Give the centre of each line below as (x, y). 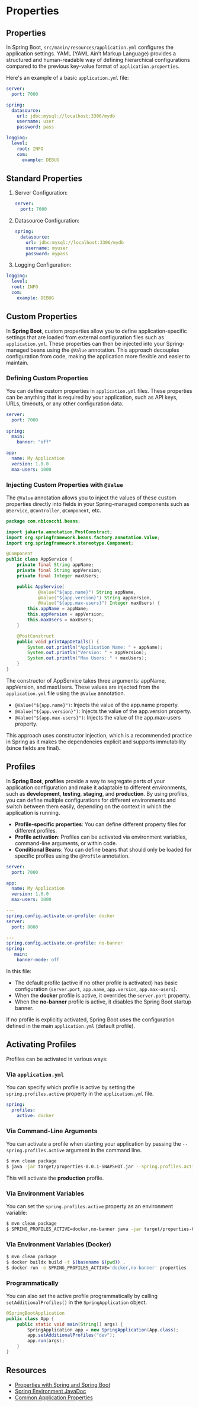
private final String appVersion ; (59, 570)
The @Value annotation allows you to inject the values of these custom (91, 498)
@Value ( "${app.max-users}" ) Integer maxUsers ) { (99, 603)
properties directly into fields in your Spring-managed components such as (98, 504)
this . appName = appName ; (58, 609)
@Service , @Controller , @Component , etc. (54, 510)
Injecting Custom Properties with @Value (65, 484)
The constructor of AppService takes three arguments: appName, (86, 680)
